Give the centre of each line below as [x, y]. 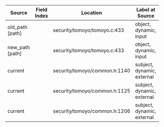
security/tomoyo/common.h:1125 [92, 91]
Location [92, 13]
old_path [18, 27]
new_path [19, 47]
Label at [146, 10]
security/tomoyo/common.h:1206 [92, 111]
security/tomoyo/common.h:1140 [92, 71]
